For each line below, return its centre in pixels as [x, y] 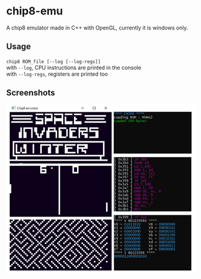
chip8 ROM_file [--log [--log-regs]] [54, 61]
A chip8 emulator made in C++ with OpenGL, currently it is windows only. [97, 28]
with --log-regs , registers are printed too [57, 74]
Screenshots [31, 93]
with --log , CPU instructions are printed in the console [74, 67]
